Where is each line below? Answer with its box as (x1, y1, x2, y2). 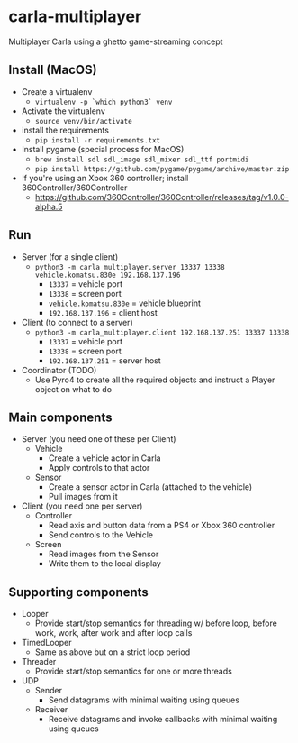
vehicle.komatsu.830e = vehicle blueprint (48, 298, 202, 308)
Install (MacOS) (8, 62, 97, 78)
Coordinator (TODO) (21, 364, 97, 375)
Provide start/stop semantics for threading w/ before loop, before (34, 618, 278, 628)
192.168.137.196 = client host (48, 307, 158, 317)
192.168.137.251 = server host (48, 354, 161, 366)
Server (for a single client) (21, 251, 119, 262)
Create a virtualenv (21, 86, 93, 96)
